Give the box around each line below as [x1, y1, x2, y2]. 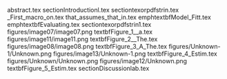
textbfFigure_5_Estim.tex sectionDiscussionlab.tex [7, 65, 150, 72]
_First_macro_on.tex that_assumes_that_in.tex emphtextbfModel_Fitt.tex [7, 13, 212, 21]
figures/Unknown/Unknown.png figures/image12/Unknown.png [7, 57, 188, 65]
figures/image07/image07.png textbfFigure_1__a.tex [7, 27, 153, 36]
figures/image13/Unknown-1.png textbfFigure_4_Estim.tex [52, 49, 217, 58]
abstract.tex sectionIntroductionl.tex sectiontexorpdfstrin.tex [7, 6, 179, 14]
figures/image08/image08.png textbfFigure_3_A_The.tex [7, 43, 168, 50]
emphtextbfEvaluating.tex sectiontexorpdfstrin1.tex [7, 21, 152, 28]
